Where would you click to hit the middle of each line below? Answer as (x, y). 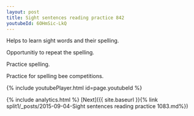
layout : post (23, 12)
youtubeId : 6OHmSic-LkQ (37, 23)
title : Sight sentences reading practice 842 (65, 18)
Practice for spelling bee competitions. (55, 76)
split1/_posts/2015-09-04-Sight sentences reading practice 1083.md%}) (97, 106)
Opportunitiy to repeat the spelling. (50, 53)
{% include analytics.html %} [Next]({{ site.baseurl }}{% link (82, 100)
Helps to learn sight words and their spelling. (63, 41)
